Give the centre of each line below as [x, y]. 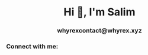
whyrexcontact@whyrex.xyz [99, 31]
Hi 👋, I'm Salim [99, 12]
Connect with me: [32, 47]
